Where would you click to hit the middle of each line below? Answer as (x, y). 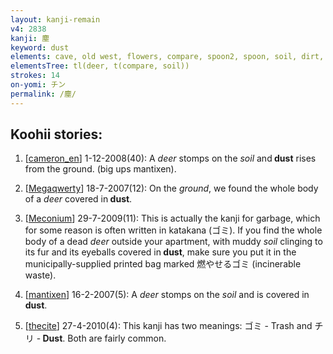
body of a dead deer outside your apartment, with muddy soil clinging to (173, 242)
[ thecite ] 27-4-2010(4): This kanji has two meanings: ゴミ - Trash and (168, 326)
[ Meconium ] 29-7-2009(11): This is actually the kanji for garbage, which (172, 218)
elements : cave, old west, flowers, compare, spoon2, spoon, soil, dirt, (167, 57)
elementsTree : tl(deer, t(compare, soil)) (100, 66)
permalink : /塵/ (43, 94)
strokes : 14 (35, 76)
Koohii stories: (56, 134)
